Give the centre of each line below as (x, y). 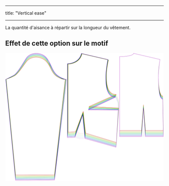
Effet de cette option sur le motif (57, 43)
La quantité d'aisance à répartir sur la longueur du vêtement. (68, 28)
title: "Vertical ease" (26, 13)
